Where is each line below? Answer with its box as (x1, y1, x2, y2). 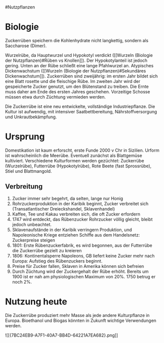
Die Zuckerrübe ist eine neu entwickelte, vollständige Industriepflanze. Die (5, 103, 155, 109)
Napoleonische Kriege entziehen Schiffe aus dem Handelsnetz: (12, 232, 140, 237)
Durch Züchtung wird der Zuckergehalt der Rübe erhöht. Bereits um (12, 268, 149, 274)
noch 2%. (12, 279, 32, 285)
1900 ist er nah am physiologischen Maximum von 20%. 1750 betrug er (12, 273, 156, 279)
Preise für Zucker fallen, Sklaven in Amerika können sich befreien (12, 263, 144, 269)
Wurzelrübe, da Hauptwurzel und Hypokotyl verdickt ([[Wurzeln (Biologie (5, 52, 153, 58)
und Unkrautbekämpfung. (5, 114, 57, 120)
